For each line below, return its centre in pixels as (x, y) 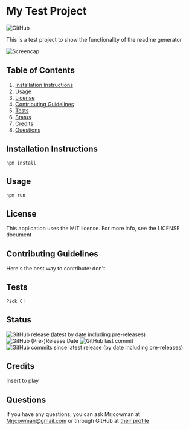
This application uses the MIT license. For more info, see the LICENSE (93, 229)
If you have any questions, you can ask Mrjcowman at (73, 414)
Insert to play (23, 381)
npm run (16, 195)
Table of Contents (41, 70)
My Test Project (46, 11)
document (19, 235)
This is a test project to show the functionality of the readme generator (94, 39)
